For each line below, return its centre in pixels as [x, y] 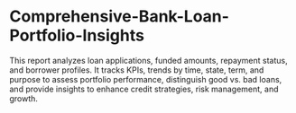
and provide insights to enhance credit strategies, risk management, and [144, 89]
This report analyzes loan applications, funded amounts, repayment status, [148, 60]
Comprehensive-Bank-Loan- [120, 17]
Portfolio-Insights [77, 35]
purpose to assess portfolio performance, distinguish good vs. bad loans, [146, 79]
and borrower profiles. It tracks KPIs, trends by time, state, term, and [137, 70]
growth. [24, 98]
